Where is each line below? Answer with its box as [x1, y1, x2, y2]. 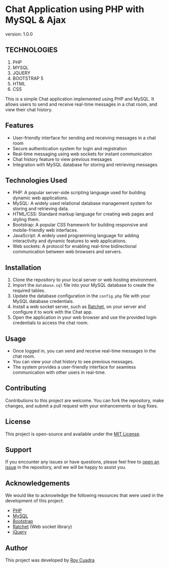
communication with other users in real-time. [12, 369, 106, 375]
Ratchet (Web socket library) [12, 523, 72, 530]
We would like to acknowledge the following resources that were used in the [5, 492, 164, 499]
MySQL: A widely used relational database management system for [12, 200, 153, 206]
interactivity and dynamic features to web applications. [12, 238, 127, 244]
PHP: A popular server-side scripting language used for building [12, 190, 146, 196]
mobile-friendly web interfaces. [12, 227, 78, 233]
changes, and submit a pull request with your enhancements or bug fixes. [5, 403, 158, 409]
